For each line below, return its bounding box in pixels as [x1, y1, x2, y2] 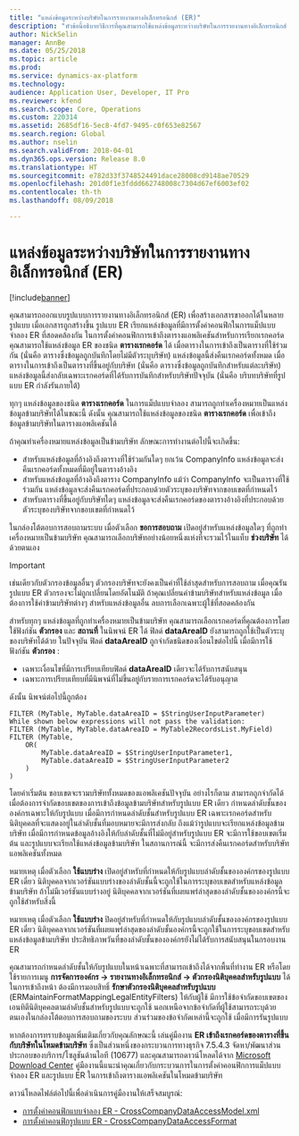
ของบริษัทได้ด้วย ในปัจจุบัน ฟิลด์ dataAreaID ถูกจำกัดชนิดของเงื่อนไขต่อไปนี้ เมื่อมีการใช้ [9, 635, 273, 646]
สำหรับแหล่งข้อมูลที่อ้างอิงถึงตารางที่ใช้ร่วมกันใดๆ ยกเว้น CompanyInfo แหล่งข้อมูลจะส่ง [21, 454, 284, 464]
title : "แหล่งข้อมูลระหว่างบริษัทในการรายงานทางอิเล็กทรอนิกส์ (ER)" [9, 13, 202, 22]
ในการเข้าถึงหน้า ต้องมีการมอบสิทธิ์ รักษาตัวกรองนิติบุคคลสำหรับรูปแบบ [9, 981, 216, 992]
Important [9, 560, 46, 571]
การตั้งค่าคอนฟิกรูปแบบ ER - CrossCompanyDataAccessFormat [21, 1115, 237, 1126]
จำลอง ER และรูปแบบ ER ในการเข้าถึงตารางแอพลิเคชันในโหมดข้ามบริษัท [9, 1070, 223, 1081]
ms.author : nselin [9, 138, 78, 147]
